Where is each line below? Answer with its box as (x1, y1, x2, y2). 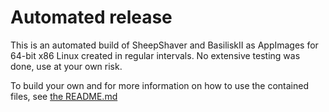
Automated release (10, 6, 173, 29)
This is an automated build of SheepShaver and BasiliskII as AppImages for (10, 39, 319, 51)
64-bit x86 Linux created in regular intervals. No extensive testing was (10, 49, 301, 61)
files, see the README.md (10, 90, 118, 102)
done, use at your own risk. (10, 60, 123, 72)
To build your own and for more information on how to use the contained (10, 79, 310, 91)
